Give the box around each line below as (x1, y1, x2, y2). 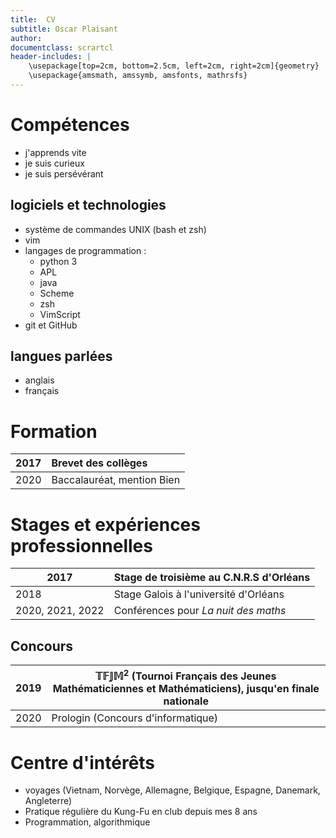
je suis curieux (24, 157, 85, 169)
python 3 (39, 255, 78, 267)
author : (10, 33, 43, 43)
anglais (24, 374, 55, 386)
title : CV (10, 14, 56, 25)
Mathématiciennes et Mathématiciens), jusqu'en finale (52, 682, 320, 696)
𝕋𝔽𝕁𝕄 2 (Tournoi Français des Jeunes (95, 667, 277, 683)
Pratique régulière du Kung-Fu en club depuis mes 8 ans (24, 806, 258, 818)
